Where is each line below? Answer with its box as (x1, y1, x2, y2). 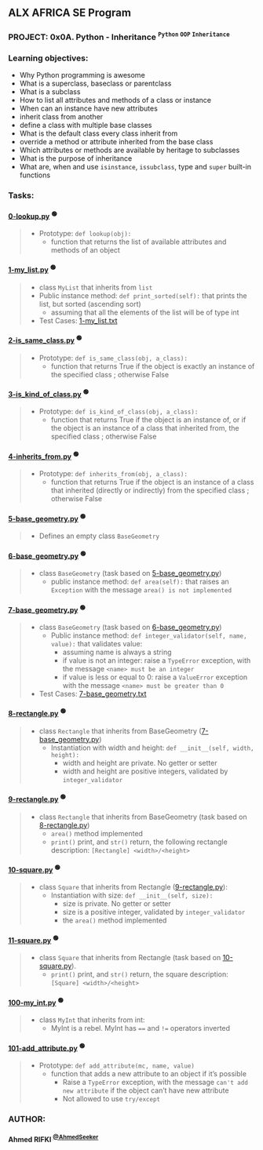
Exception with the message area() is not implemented (50, 585, 232, 595)
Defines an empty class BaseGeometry (38, 531, 159, 540)
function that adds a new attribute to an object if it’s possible (50, 1069, 247, 1079)
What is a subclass (19, 87, 81, 96)
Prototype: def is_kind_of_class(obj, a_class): (38, 407, 199, 417)
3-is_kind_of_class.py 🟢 (8, 388, 89, 398)
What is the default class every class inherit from (19, 129, 178, 138)
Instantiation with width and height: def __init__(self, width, (50, 743, 254, 752)
